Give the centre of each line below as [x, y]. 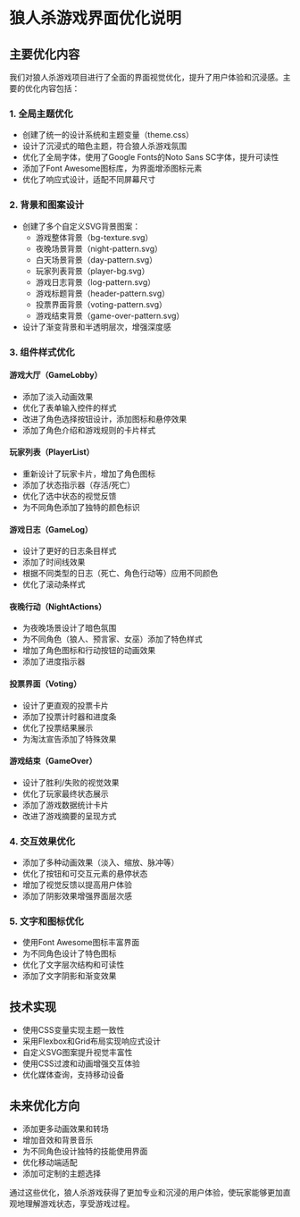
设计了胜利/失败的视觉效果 [71, 782]
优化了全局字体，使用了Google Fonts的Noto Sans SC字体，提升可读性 [150, 157]
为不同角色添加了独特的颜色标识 [81, 507]
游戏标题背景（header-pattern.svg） [103, 293]
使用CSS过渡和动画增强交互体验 [81, 1063]
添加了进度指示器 [54, 661]
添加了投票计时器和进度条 [69, 717]
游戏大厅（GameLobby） [56, 375]
